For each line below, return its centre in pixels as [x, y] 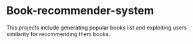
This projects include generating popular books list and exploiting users [96, 28]
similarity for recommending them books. [58, 34]
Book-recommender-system [80, 11]
